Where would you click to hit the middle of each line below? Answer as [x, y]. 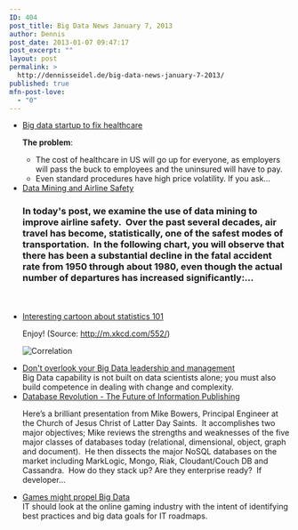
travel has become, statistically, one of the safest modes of [153, 234]
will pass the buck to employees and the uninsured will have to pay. [159, 169]
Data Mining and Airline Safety [78, 189]
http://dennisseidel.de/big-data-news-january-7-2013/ [121, 76]
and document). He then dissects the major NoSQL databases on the [149, 451]
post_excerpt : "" [41, 51]
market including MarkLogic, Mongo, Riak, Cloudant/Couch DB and [145, 461]
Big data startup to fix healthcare [82, 125]
